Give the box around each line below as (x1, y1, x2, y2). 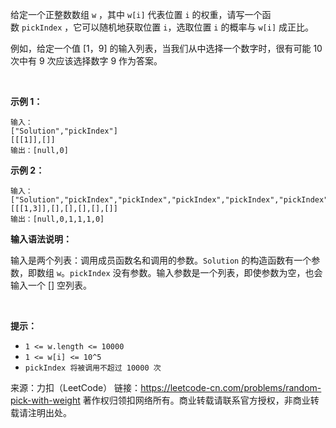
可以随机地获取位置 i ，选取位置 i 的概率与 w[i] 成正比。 (81, 21, 314, 33)
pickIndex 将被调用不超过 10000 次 (24, 363, 162, 373)
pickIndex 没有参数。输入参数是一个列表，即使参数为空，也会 (69, 267, 323, 278)
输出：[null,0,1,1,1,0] (10, 214, 105, 224)
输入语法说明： (10, 233, 72, 245)
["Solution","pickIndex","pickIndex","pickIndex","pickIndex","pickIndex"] (10, 195, 333, 205)
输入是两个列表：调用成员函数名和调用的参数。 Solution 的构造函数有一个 (10, 254, 312, 266)
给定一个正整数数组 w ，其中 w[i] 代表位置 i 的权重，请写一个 (10, 9, 263, 20)
